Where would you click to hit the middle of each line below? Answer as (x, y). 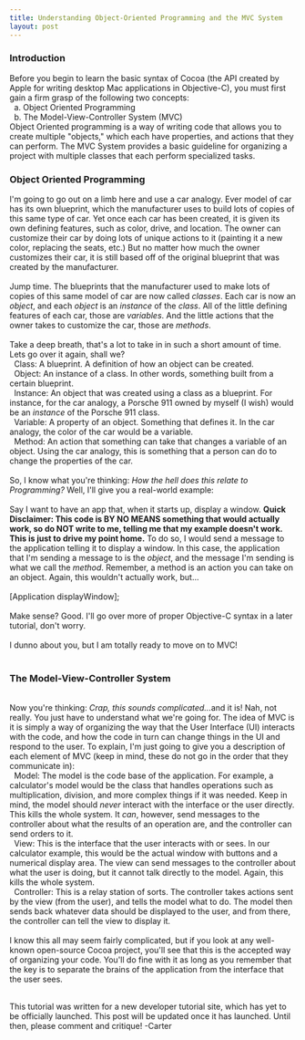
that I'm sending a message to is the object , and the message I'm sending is (152, 558)
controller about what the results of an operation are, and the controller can (151, 824)
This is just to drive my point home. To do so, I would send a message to (147, 538)
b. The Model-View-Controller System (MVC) (98, 117)
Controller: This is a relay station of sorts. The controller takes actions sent (153, 892)
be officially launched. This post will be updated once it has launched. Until (150, 1016)
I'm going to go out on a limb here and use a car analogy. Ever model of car (151, 199)
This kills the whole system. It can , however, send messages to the (135, 815)
